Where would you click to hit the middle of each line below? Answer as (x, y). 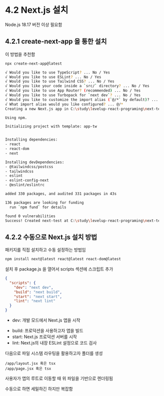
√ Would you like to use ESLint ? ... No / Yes (53, 77)
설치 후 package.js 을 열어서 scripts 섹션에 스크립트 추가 (59, 269)
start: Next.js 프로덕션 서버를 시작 (44, 337)
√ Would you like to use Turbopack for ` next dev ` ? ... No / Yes (73, 95)
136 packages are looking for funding (44, 202)
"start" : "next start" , (38, 297)
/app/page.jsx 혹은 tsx (28, 369)
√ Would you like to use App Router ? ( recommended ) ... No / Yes (73, 91)
